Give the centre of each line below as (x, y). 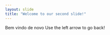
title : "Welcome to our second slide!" (46, 14)
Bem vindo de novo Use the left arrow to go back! (55, 27)
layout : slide (20, 9)
